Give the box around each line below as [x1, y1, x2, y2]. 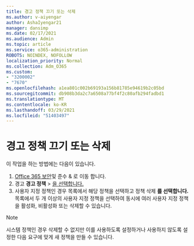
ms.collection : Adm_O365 [6, 63, 67, 69]
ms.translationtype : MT [6, 96, 65, 102]
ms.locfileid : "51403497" [6, 112, 69, 118]
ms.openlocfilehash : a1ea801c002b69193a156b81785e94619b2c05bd [6, 85, 165, 91]
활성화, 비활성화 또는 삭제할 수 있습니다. [21, 202, 112, 210]
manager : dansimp [6, 25, 49, 31]
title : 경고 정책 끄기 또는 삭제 [6, 8, 76, 15]
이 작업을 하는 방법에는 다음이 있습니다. [6, 160, 96, 168]
